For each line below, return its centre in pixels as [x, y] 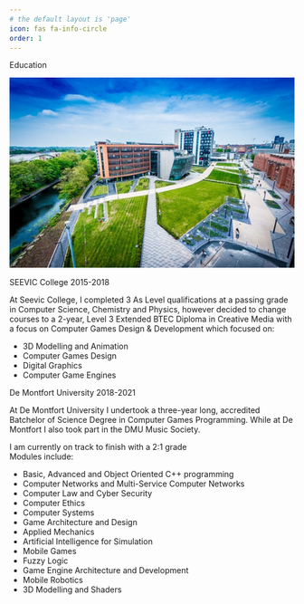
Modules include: [42, 456]
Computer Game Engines [69, 375]
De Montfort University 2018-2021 [72, 393]
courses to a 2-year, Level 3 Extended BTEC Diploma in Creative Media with [151, 319]
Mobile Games [49, 551]
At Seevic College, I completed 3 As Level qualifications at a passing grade [149, 300]
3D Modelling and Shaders [72, 590]
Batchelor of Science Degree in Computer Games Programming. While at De [152, 420]
